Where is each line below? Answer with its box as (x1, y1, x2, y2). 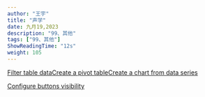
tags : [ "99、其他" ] (7, 36, 61, 43)
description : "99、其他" (7, 29, 77, 37)
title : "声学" (7, 17, 47, 24)
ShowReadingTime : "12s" (7, 43, 77, 50)
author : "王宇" (7, 10, 50, 17)
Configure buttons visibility (7, 82, 85, 90)
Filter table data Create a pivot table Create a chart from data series (7, 68, 198, 77)
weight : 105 (7, 50, 42, 57)
